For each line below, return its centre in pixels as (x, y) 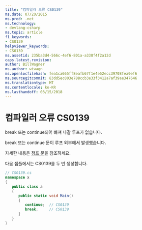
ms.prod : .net (20, 19)
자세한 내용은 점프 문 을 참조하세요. (38, 153)
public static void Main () (46, 196)
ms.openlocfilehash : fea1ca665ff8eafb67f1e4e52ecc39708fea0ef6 (71, 74)
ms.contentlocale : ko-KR (30, 87)
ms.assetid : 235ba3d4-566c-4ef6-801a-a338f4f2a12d (58, 55)
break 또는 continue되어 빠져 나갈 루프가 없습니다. (54, 132)
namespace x (17, 177)
